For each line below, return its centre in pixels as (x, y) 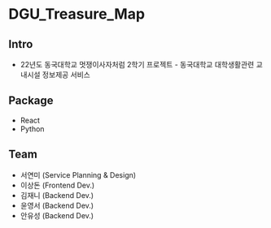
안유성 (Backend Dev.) (57, 215)
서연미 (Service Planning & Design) (78, 174)
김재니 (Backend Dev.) (57, 195)
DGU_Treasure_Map (76, 14)
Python (32, 129)
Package (31, 101)
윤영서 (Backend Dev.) (57, 205)
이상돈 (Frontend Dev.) (57, 185)
